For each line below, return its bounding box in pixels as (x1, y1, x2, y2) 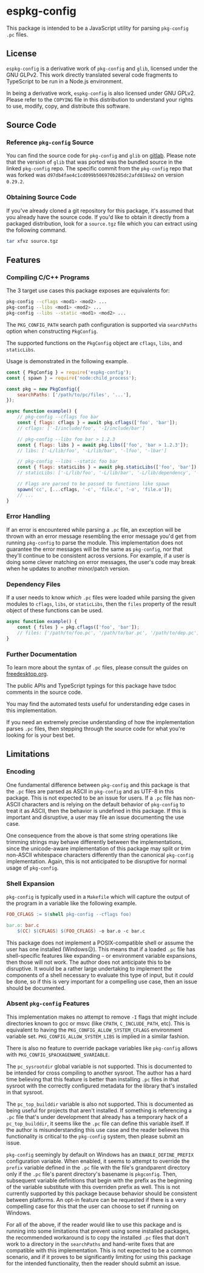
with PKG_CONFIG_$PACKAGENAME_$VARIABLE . (6, 1051, 110, 1058)
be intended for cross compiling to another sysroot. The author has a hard (6, 1069, 191, 1076)
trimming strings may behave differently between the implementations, (6, 838, 183, 845)
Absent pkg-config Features (6, 999, 90, 1008)
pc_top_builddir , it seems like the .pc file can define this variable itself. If (6, 1120, 189, 1127)
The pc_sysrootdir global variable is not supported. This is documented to (6, 1062, 192, 1070)
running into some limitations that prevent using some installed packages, (6, 1227, 191, 1235)
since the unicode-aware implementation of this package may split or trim (6, 845, 191, 852)
